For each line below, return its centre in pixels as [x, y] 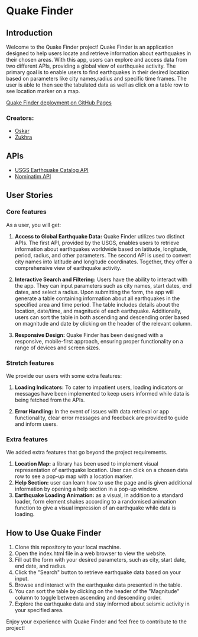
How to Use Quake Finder [54, 533]
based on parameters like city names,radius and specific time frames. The [97, 79]
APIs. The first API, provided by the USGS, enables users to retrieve [97, 243]
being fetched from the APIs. [50, 400]
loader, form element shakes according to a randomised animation [95, 502]
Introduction [30, 33]
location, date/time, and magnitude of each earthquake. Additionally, [98, 311]
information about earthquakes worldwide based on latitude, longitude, [101, 249]
